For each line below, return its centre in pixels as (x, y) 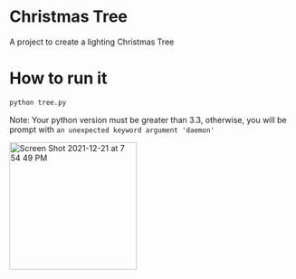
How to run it (58, 78)
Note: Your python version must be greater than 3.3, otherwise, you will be (148, 120)
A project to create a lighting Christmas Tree (92, 42)
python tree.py (38, 102)
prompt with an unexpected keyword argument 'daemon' (112, 130)
